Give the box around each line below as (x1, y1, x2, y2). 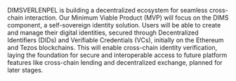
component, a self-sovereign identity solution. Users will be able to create (7, 21, 221, 29)
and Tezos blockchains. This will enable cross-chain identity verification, (7, 44, 218, 51)
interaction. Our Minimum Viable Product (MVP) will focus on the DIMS (24, 13, 229, 22)
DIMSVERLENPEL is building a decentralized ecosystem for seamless (7, 6, 208, 14)
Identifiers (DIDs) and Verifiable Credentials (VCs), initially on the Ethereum (7, 36, 224, 44)
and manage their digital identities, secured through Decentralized (7, 28, 199, 37)
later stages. (7, 66, 44, 74)
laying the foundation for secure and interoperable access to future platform (7, 51, 228, 59)
